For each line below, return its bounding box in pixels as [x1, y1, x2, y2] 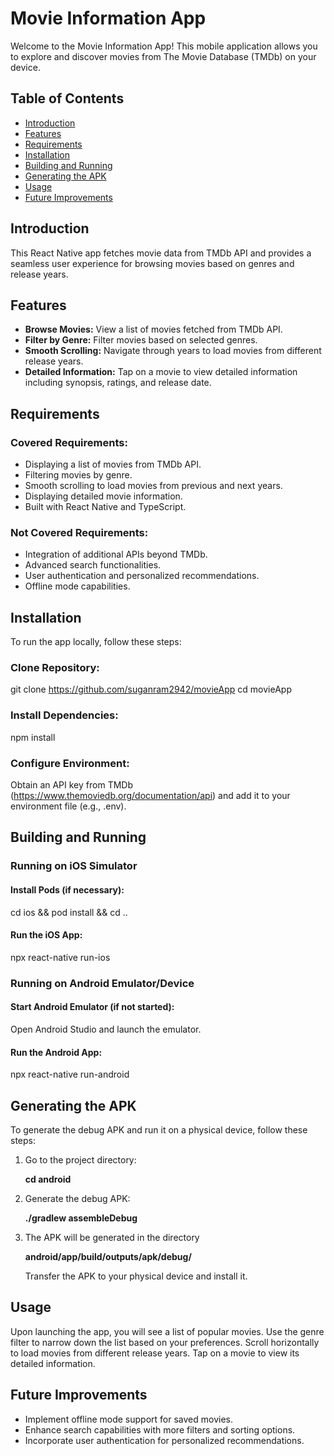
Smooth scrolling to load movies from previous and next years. [24, 480, 283, 492]
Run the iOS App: [10, 929, 83, 941]
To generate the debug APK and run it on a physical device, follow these [10, 1123, 308, 1136]
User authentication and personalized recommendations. [24, 570, 260, 582]
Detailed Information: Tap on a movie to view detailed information [24, 366, 298, 378]
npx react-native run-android [10, 1068, 130, 1081]
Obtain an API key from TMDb [10, 779, 133, 791]
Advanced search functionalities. [24, 559, 162, 571]
